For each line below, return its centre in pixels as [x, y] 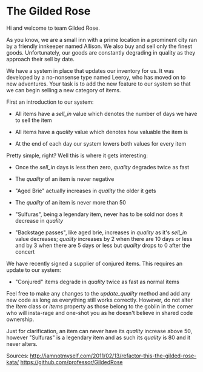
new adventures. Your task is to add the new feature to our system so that [98, 84]
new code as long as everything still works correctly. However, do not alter [99, 300]
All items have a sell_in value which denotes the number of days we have [106, 113]
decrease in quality [39, 220]
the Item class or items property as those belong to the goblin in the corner [100, 306]
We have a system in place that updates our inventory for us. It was [90, 70]
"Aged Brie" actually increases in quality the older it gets [85, 191]
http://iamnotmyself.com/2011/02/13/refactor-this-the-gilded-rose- [113, 356]
